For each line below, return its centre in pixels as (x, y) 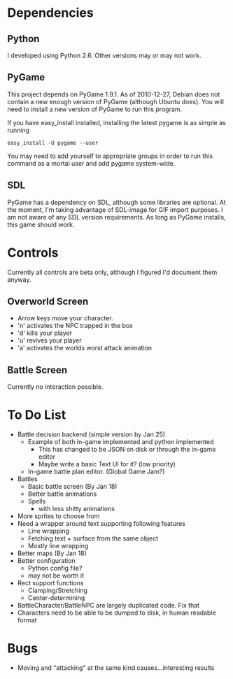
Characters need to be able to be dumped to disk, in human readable (116, 613)
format (27, 620)
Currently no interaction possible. (55, 387)
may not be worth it (56, 576)
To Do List (37, 415)
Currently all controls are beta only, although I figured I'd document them (112, 272)
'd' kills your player (44, 333)
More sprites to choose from (58, 516)
